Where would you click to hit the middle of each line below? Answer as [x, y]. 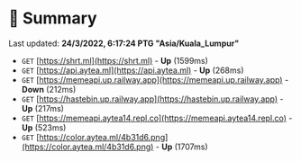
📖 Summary [53, 18]
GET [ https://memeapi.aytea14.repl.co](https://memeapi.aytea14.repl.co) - [157, 118]
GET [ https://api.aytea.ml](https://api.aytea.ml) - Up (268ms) [132, 70]
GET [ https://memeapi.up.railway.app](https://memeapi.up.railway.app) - [155, 79]
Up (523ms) [44, 127]
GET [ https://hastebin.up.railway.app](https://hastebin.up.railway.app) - [152, 99]
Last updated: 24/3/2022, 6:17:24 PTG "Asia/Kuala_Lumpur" [124, 43]
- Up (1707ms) [182, 147]
